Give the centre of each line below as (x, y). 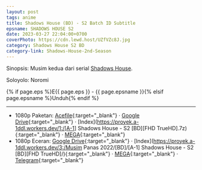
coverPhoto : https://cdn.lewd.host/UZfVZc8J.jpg (68, 40)
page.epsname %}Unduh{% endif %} (53, 98)
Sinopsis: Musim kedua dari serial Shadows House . (69, 68)
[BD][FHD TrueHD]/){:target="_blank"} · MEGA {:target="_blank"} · (96, 154)
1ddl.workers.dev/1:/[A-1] (46, 128)
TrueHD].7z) (172, 128)
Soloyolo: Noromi (28, 80)
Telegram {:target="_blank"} (49, 160)
